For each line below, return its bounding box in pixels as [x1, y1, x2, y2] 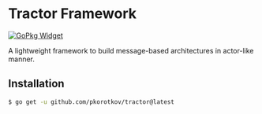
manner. [8, 54, 36, 64]
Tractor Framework [8, 5, 137, 23]
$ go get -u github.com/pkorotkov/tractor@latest [8, 97, 175, 106]
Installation [8, 77, 65, 90]
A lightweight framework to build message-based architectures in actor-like [8, 46, 254, 55]
